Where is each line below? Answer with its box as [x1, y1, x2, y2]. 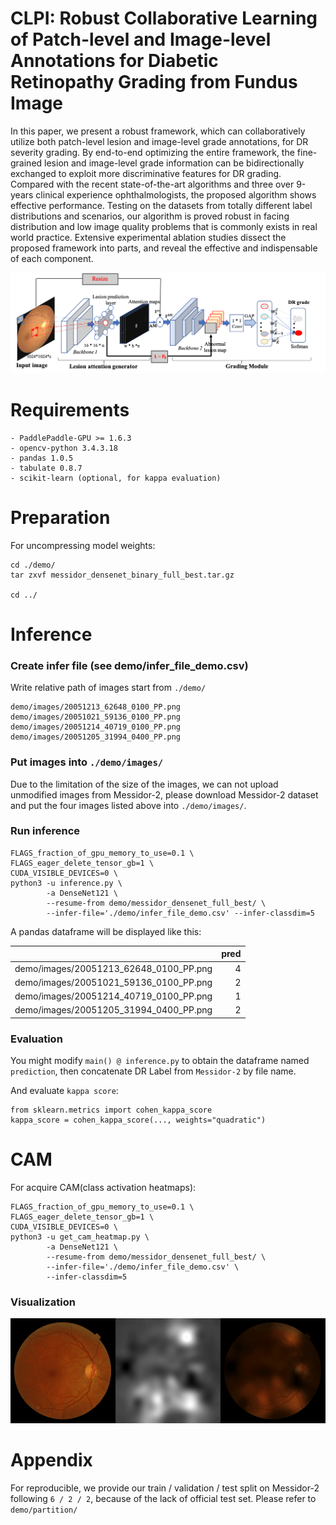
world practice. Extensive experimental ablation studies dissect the [10, 231, 287, 243]
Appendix [10, 1449, 93, 1472]
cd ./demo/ [10, 560, 56, 570]
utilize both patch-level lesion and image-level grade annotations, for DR [10, 135, 309, 147]
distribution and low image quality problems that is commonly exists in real [10, 220, 318, 232]
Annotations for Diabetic [10, 50, 219, 72]
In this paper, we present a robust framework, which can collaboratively [10, 125, 306, 137]
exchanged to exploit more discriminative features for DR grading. [10, 167, 282, 179]
